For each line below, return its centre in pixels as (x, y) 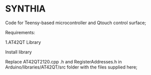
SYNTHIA (26, 9)
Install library (19, 52)
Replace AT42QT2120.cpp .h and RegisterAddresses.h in (63, 61)
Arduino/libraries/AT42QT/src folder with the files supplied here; (71, 67)
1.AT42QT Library (23, 42)
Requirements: (20, 32)
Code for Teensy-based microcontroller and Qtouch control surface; (76, 23)
